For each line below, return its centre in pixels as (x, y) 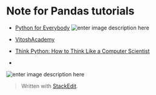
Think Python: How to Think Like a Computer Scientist (82, 51)
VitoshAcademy (35, 39)
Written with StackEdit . (50, 86)
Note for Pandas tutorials (70, 11)
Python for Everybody (42, 28)
